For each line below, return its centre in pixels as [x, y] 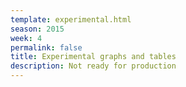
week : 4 [26, 38]
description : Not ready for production [93, 66]
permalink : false [46, 47]
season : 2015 [37, 29]
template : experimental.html [71, 19]
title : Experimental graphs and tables [93, 57]
